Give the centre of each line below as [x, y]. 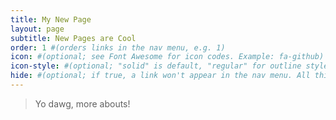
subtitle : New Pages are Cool [73, 38]
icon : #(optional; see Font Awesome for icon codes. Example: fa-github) [167, 57]
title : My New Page [51, 19]
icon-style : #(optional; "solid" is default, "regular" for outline [156, 66]
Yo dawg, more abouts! [82, 103]
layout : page [37, 29]
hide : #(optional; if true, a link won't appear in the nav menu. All [160, 76]
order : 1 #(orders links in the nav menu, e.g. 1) [118, 47]
